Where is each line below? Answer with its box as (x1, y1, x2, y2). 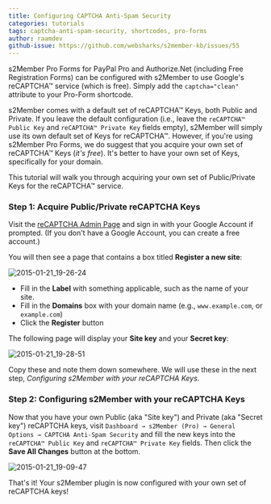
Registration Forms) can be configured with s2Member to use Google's (8, 73, 244, 82)
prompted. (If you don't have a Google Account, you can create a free (8, 228, 240, 238)
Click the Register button (19, 318, 104, 328)
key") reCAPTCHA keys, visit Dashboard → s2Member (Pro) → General (8, 421, 236, 430)
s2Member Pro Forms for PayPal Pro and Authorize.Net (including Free (8, 64, 244, 73)
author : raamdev (8, 34, 63, 43)
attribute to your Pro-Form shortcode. (8, 90, 134, 99)
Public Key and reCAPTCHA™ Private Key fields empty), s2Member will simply (8, 123, 263, 132)
